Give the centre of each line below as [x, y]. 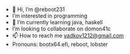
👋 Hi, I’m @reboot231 [38, 9]
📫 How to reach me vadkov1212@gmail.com [68, 35]
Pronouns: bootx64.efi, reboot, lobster [60, 44]
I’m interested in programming [50, 16]
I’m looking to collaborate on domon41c [61, 29]
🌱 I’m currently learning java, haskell [57, 22]
